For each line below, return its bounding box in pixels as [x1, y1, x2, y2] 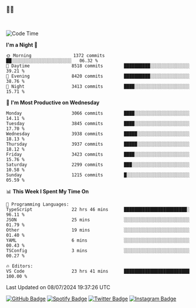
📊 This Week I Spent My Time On [6, 188, 89, 195]
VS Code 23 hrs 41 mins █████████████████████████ [6, 269, 190, 274]
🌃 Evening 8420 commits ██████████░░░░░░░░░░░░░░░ [6, 73, 190, 79]
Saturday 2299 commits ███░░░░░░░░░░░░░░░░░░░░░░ [6, 162, 190, 168]
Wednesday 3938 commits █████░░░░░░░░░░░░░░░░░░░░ [6, 131, 190, 137]
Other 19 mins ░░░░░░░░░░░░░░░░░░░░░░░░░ [6, 227, 190, 233]
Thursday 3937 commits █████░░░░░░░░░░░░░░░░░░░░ [6, 141, 190, 148]
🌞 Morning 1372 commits [6, 53, 105, 59]
